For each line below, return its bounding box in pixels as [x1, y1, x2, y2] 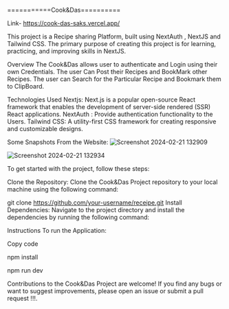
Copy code [7, 240, 39, 248]
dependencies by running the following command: [7, 213, 150, 221]
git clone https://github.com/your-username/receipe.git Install [7, 198, 182, 207]
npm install [7, 253, 39, 261]
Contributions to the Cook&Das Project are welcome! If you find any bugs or [7, 279, 222, 288]
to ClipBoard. [7, 82, 45, 90]
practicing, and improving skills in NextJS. [7, 47, 127, 55]
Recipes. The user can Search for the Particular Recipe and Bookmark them [7, 75, 221, 83]
